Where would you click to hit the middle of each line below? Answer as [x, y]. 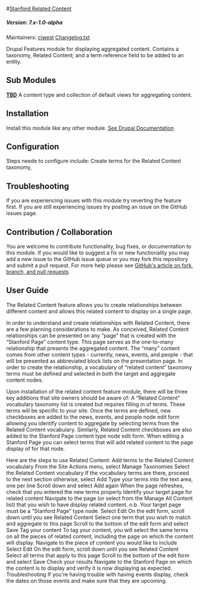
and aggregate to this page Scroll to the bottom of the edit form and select [97, 523]
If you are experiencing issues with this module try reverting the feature [94, 201]
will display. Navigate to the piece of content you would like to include [92, 542]
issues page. [22, 213]
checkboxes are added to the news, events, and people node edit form [93, 417]
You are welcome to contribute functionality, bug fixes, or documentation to [99, 247]
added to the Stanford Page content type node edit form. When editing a [95, 436]
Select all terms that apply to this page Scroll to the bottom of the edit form [98, 555]
